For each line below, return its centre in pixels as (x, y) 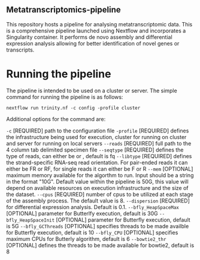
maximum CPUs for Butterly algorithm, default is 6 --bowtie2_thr (86, 238)
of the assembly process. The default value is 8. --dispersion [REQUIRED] (98, 201)
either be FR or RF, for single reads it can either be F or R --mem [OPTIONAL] (100, 169)
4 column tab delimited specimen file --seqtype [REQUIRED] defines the (95, 150)
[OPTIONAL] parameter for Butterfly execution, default (123, 220)
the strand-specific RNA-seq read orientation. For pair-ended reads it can (97, 162)
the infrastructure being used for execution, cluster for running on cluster (96, 137)
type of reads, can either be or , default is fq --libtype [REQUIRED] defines (99, 156)
